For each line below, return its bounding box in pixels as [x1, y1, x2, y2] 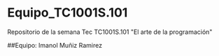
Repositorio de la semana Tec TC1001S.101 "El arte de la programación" [7, 28, 213, 36]
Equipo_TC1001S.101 [7, 5, 128, 21]
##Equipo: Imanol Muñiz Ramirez [7, 41, 103, 49]
